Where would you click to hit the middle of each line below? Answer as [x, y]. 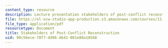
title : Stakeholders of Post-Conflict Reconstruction [62, 33]
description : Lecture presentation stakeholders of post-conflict [76, 14]
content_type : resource [30, 10]
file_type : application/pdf [34, 24]
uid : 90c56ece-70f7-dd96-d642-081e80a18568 [51, 38]
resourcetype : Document [30, 28]
